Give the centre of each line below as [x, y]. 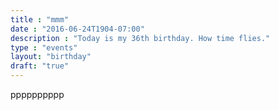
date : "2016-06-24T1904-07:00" [77, 29]
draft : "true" [40, 66]
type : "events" [44, 47]
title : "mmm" [40, 19]
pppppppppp [37, 94]
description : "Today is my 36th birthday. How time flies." [140, 38]
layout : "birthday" [51, 57]
